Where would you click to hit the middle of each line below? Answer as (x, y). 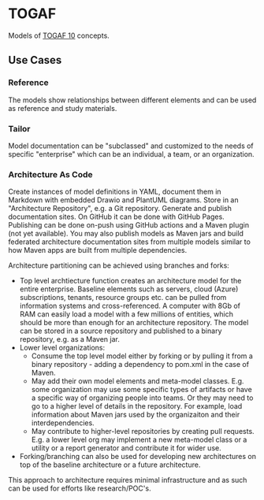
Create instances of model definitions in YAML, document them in (115, 192)
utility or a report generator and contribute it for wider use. (126, 448)
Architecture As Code (50, 174)
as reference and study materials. (63, 108)
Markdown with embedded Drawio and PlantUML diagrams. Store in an (123, 200)
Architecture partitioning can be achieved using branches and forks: (119, 265)
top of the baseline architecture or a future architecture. (110, 465)
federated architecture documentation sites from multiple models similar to (129, 242)
